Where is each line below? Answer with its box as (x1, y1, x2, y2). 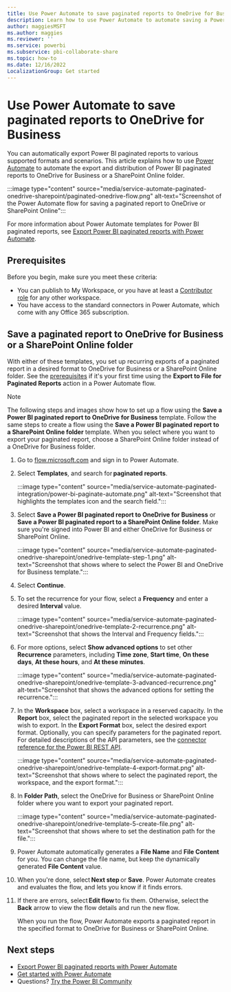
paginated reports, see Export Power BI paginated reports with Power (7, 227, 204, 236)
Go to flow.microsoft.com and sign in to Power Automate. (16, 456, 179, 464)
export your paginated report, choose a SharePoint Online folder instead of (7, 435, 219, 444)
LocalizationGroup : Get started (7, 68, 100, 74)
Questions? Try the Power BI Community (16, 977, 133, 985)
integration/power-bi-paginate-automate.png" (16, 490, 148, 498)
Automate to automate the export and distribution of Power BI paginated (7, 164, 211, 172)
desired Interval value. (16, 602, 82, 610)
